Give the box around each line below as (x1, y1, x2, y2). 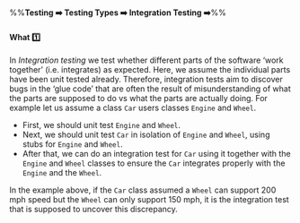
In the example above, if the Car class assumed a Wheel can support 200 (9, 184, 277, 195)
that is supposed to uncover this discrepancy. (9, 204, 178, 215)
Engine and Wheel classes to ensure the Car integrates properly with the (22, 158, 286, 168)
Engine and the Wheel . (22, 167, 102, 178)
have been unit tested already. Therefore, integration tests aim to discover (9, 74, 283, 85)
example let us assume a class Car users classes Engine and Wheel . (9, 102, 257, 114)
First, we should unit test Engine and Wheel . (22, 120, 181, 131)
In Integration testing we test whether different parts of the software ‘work (9, 55, 284, 65)
